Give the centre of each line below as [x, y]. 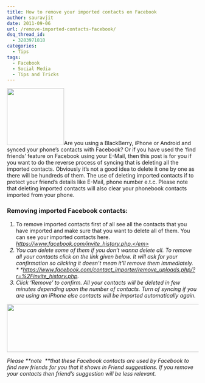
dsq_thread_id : [26, 35]
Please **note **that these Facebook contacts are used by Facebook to [98, 360]
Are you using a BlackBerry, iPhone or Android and [127, 143]
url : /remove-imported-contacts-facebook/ [61, 29]
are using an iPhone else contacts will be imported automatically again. [106, 295]
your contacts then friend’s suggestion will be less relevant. [82, 373]
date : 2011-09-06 [29, 23]
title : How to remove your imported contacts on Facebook [82, 12]
